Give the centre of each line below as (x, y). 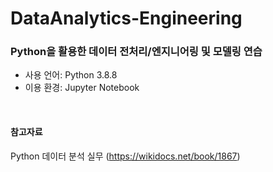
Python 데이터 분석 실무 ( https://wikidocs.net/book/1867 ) (125, 156)
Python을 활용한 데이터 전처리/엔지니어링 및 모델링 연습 (136, 52)
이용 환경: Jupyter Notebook (82, 88)
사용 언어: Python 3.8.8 (71, 75)
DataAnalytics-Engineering (126, 18)
